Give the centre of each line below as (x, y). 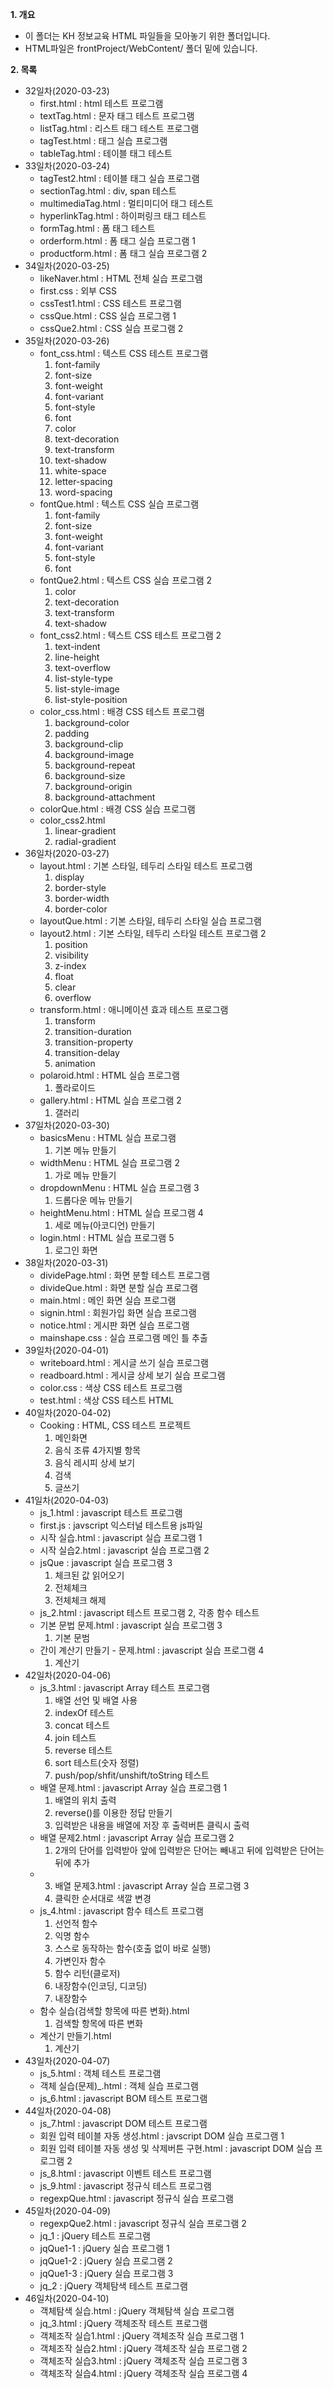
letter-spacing (83, 481)
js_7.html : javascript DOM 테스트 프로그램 (123, 2123)
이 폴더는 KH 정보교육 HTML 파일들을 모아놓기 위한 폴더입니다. (147, 36)
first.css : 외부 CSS (78, 291)
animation (75, 1063)
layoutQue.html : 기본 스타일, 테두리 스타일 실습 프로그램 (150, 921)
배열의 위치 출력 (85, 1800)
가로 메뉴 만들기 (85, 1175)
